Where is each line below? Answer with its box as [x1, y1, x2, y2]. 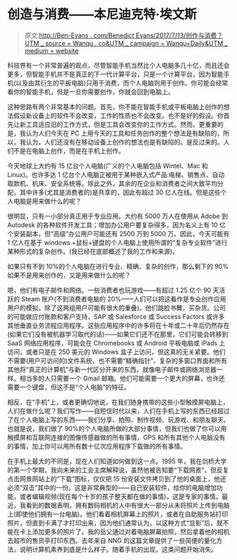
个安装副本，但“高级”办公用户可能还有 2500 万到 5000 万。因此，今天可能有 [7, 229, 230, 238]
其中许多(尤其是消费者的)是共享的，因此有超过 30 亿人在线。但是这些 [19, 188, 221, 196]
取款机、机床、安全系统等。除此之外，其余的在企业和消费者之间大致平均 [7, 179, 217, 188]
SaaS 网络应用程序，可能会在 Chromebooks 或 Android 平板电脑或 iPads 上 [7, 339, 226, 347]
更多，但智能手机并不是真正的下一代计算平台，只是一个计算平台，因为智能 [7, 70, 224, 78]
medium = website [24, 47, 79, 55]
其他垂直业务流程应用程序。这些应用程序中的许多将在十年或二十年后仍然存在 [7, 321, 230, 329]
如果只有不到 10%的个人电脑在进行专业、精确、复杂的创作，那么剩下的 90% [7, 262, 229, 270]
